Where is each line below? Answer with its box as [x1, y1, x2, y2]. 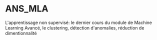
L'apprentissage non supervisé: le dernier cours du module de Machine [5, 19, 152, 25]
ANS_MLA [5, 3, 48, 14]
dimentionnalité [5, 30, 37, 36]
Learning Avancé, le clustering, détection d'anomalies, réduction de [5, 24, 144, 30]
